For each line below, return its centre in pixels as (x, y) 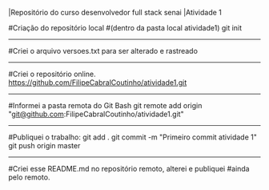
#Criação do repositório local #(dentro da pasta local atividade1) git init (125, 28)
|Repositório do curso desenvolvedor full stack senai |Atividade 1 (115, 12)
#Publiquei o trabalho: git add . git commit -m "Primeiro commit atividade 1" (133, 137)
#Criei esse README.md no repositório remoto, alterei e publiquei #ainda (129, 169)
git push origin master (44, 146)
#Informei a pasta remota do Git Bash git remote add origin (105, 105)
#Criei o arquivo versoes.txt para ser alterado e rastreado (103, 51)
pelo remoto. (29, 177)
